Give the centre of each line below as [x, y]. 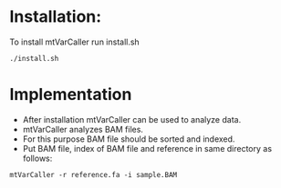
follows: [37, 158]
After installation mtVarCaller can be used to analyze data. [132, 119]
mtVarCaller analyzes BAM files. [83, 129]
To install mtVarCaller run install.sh [74, 42]
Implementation [71, 95]
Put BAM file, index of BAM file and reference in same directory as [147, 148]
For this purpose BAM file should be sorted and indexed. [129, 139]
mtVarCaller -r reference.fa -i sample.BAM [94, 174]
